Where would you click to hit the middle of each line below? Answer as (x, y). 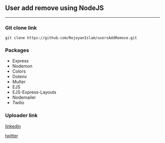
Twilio (18, 103)
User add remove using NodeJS (55, 8)
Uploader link (21, 115)
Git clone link (21, 28)
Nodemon (22, 66)
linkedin (13, 126)
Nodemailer (24, 97)
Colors (19, 71)
